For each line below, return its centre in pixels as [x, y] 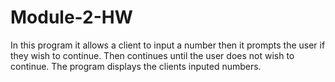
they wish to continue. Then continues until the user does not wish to [152, 55]
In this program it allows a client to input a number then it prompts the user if [168, 45]
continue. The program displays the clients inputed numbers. [136, 66]
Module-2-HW [71, 17]
